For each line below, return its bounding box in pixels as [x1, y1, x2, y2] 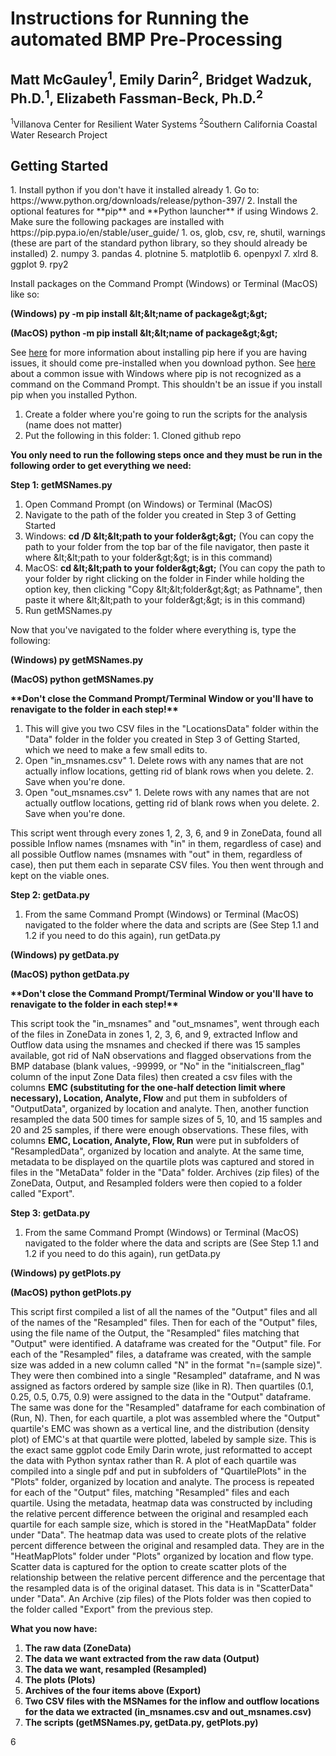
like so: [10, 288, 40, 301]
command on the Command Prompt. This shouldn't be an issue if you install [10, 378, 323, 391]
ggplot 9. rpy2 [10, 258, 69, 271]
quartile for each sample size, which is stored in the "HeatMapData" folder [10, 1518, 317, 1531]
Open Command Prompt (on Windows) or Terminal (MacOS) [24, 498, 273, 511]
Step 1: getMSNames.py [10, 479, 113, 491]
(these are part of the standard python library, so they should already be [10, 237, 308, 249]
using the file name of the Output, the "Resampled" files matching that [10, 1327, 300, 1339]
